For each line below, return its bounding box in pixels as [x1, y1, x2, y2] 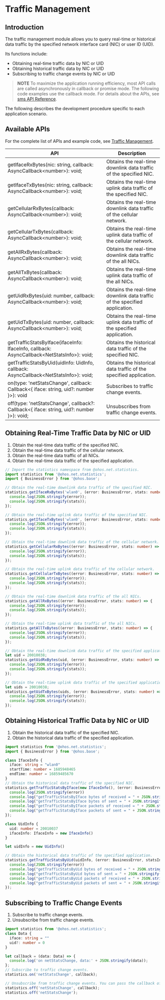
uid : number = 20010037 [9, 826, 58, 831]
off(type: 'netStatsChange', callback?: [7, 400, 95, 406]
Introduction [5, 23, 44, 31]
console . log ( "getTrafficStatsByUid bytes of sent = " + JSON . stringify [9, 871, 160, 876]
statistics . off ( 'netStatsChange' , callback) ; [5, 985, 100, 990]
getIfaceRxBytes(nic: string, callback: [7, 161, 94, 168]
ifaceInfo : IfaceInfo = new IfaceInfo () [9, 831, 93, 836]
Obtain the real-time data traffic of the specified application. [12, 458, 134, 464]
